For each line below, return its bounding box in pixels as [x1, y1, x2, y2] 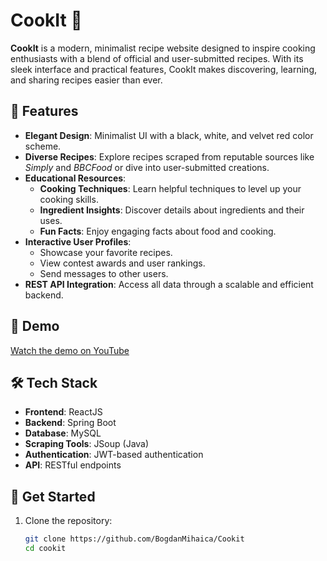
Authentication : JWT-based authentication [24, 449, 204, 461]
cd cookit [24, 544, 67, 554]
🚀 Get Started [10, 488, 96, 505]
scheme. [24, 140, 62, 152]
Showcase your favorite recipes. [39, 246, 173, 258]
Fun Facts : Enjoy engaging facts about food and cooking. [39, 225, 277, 237]
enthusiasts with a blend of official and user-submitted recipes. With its [10, 52, 304, 64]
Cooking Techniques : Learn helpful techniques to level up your [39, 182, 302, 194]
